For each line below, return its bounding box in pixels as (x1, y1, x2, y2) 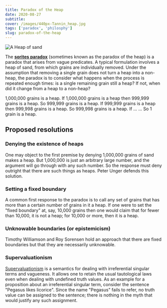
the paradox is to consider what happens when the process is (17, 75, 145, 81)
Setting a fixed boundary (5, 185, 66, 192)
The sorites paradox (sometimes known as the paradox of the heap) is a (5, 54, 155, 60)
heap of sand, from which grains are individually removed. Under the (5, 64, 147, 70)
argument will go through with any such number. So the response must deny (5, 162, 162, 168)
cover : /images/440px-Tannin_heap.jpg (5, 21, 86, 26)
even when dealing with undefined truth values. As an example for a (5, 276, 145, 282)
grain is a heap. (5, 111, 37, 117)
